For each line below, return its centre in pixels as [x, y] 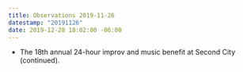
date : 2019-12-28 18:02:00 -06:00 [65, 30]
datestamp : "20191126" [46, 23]
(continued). [40, 60]
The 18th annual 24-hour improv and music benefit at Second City [127, 52]
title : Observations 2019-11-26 [61, 15]
